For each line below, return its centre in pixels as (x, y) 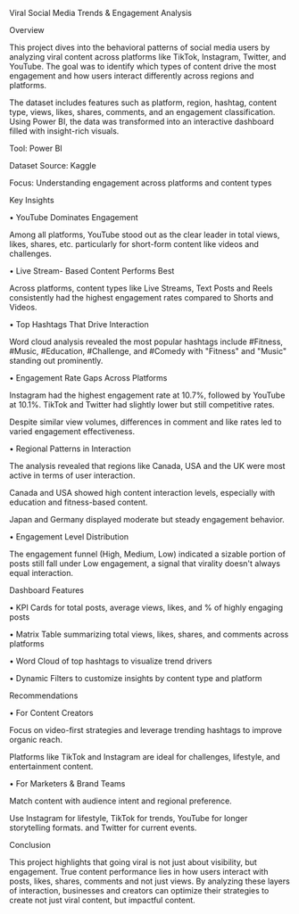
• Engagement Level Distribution (69, 537)
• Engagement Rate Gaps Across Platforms (88, 378)
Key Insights (32, 200)
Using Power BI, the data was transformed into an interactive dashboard (142, 121)
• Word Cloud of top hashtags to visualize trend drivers (111, 661)
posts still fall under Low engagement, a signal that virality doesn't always (145, 564)
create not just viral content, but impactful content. (103, 900)
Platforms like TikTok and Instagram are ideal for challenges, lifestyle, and (145, 757)
